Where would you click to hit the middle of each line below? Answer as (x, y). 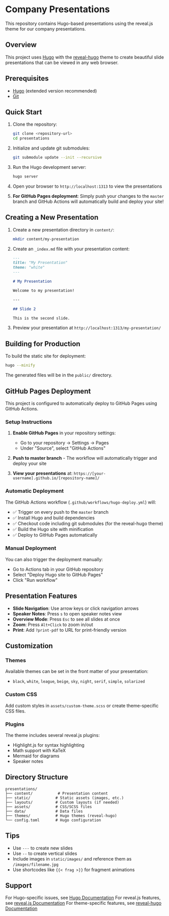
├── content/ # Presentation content (57, 793)
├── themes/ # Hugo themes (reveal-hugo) (61, 816)
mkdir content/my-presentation (46, 239)
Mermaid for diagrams (36, 756)
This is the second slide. (41, 318)
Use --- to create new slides (43, 848)
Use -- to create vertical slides (45, 853)
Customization (29, 646)
